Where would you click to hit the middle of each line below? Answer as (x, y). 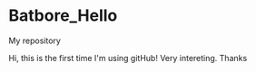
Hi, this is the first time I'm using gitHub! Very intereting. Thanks (128, 58)
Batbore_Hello (63, 16)
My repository (34, 40)
